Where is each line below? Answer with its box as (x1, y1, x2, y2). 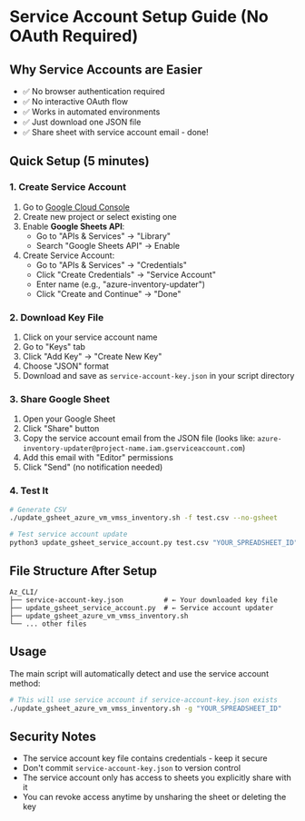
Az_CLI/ (9, 588, 39, 597)
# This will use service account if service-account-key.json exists (9, 695, 279, 705)
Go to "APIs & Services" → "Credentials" (35, 259, 188, 270)
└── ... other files (9, 619, 88, 628)
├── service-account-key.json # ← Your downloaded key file (9, 595, 279, 605)
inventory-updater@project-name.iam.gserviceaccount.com (22, 444, 243, 453)
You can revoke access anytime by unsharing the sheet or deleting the (22, 792, 287, 803)
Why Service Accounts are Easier (9, 62, 202, 77)
